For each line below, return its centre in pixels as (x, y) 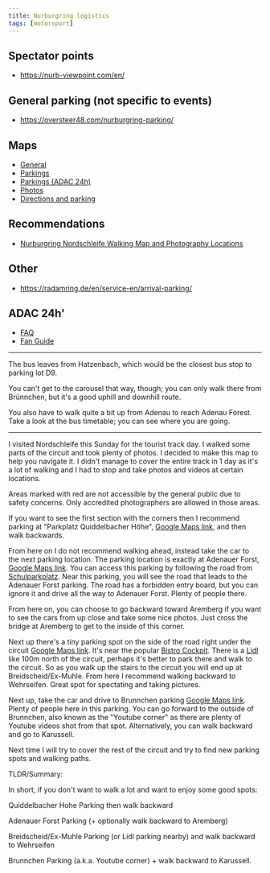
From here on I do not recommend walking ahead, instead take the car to (129, 551)
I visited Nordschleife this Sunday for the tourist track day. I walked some (129, 444)
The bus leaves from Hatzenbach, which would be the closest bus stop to (130, 364)
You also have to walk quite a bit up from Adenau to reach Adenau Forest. (130, 413)
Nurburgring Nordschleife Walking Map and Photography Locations (131, 243)
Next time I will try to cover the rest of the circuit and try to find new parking (134, 750)
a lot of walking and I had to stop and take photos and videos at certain (126, 470)
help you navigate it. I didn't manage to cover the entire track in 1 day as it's (133, 461)
